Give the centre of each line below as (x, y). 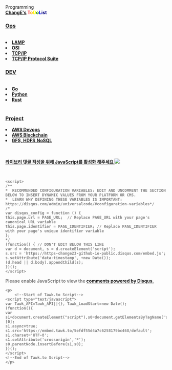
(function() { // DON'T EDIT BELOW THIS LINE (55, 244)
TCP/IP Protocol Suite (35, 59)
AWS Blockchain (30, 135)
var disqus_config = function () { (43, 213)
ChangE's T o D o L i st (26, 12)
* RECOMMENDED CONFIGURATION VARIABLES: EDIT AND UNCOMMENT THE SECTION (86, 190)
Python (20, 94)
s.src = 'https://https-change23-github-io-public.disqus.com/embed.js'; (86, 253)
